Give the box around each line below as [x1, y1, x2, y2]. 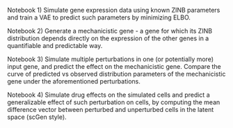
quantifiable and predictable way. [7, 42, 103, 49]
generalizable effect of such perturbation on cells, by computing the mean [7, 98, 220, 106]
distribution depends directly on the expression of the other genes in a [7, 34, 209, 42]
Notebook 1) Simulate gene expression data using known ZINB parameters [7, 6, 220, 14]
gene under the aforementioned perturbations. [7, 77, 141, 86]
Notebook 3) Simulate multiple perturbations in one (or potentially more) [7, 55, 214, 63]
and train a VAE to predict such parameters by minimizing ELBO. [7, 13, 191, 22]
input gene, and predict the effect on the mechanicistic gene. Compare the [7, 63, 221, 70]
